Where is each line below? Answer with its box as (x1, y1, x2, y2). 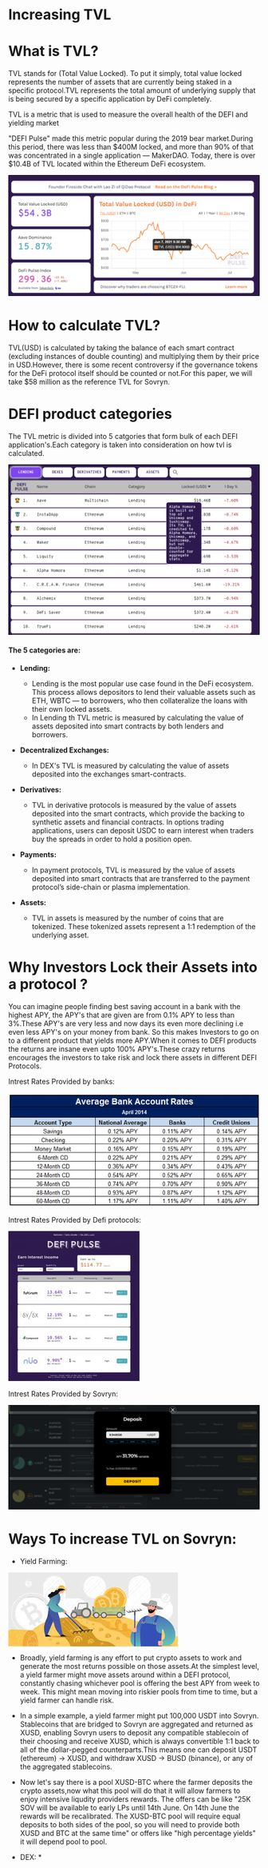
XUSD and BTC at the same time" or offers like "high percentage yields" (19, 1829, 257, 1838)
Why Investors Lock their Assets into (8, 958, 258, 976)
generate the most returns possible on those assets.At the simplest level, (19, 1662, 259, 1671)
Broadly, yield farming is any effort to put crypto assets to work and (19, 1653, 242, 1662)
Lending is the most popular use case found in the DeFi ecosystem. (31, 678, 254, 689)
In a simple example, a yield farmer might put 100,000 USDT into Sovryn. (19, 1711, 259, 1721)
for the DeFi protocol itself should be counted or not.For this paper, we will (8, 369, 253, 378)
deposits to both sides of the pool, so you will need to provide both (19, 1820, 240, 1830)
